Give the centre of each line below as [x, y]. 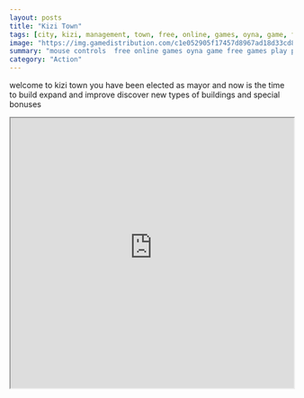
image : [22, 43]
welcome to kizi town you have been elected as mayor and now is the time [147, 85]
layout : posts [36, 18]
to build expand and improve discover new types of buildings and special [145, 95]
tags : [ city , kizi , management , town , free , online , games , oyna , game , [148, 34]
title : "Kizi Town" [46, 26]
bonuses [26, 104]
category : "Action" [46, 59]
